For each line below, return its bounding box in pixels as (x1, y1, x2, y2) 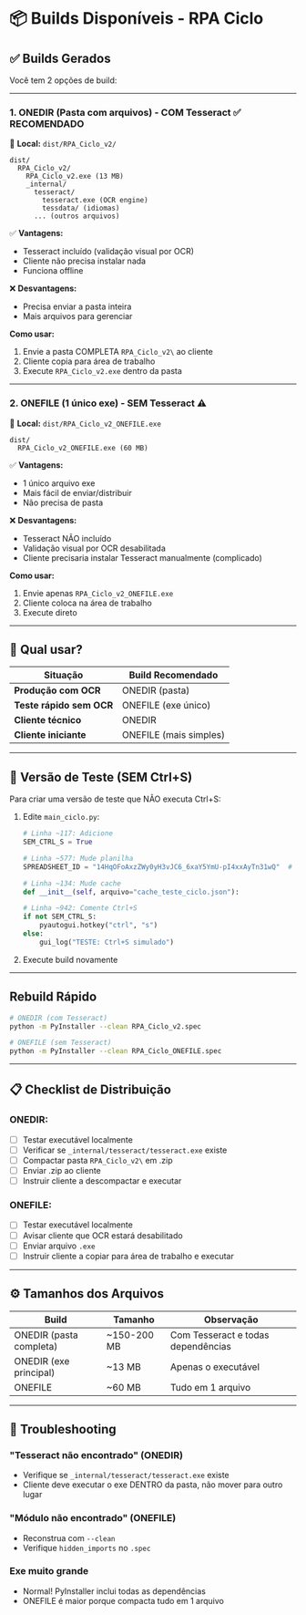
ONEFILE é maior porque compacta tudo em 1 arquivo (22, 1595, 225, 1606)
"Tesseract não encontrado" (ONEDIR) (9, 1448, 184, 1461)
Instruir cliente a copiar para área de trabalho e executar (22, 1250, 234, 1261)
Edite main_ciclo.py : (22, 812, 100, 823)
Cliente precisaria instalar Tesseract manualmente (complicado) (22, 552, 262, 563)
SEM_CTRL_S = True (22, 837, 93, 847)
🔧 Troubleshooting (9, 1421, 117, 1437)
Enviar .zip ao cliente (22, 1165, 102, 1176)
